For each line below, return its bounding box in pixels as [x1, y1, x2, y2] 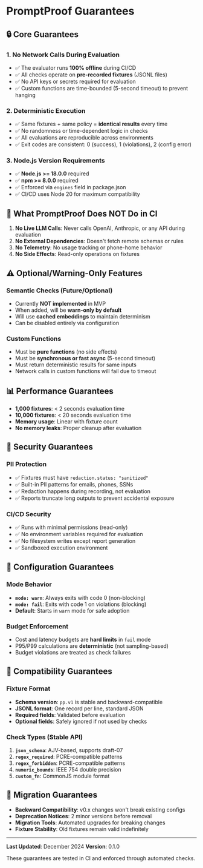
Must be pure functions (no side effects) [14, 348, 117, 355]
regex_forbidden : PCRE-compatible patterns [14, 759, 126, 767]
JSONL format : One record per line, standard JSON [14, 705, 144, 712]
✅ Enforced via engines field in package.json [14, 184, 126, 191]
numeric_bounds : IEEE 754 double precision [14, 766, 121, 773]
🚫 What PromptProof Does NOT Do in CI [6, 208, 158, 219]
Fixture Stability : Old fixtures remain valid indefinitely [14, 825, 149, 832]
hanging [14, 91, 36, 98]
